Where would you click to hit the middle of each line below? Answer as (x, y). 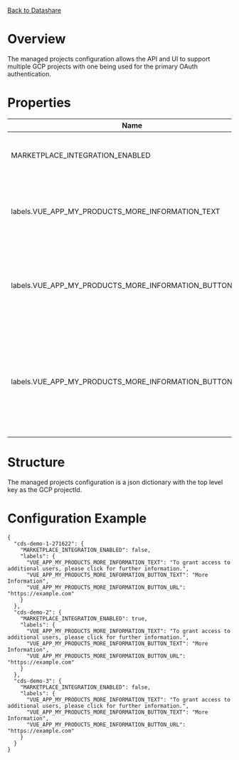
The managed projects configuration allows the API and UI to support (109, 58)
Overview (37, 39)
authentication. (30, 73)
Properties (39, 103)
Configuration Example (77, 518)
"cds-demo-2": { (38, 612)
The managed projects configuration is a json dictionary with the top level (115, 482)
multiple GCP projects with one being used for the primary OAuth (102, 66)
